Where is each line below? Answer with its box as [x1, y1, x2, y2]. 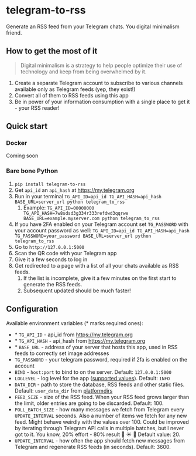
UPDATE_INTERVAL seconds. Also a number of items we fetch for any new [14, 412, 187, 419]
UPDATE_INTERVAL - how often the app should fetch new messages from [14, 437, 185, 444]
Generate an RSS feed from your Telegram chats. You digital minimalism [6, 23, 180, 30]
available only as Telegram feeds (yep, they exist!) [14, 86, 136, 93]
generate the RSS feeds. [23, 281, 82, 288]
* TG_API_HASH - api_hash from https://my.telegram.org [14, 337, 146, 344]
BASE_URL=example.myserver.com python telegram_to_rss [23, 215, 160, 221]
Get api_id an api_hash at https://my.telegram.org [14, 186, 135, 194]
